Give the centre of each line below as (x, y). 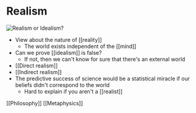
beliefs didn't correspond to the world (63, 85)
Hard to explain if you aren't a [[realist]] (73, 91)
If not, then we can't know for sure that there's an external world (105, 59)
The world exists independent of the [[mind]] (80, 46)
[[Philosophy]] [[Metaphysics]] (45, 103)
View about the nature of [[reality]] (58, 39)
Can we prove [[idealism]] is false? (58, 52)
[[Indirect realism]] (38, 72)
